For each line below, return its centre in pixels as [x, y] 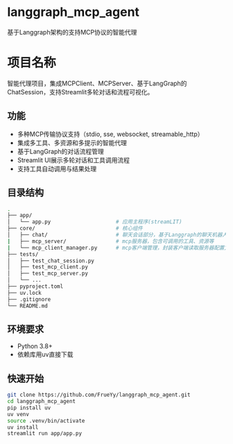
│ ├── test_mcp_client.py [48, 267]
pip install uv [29, 408]
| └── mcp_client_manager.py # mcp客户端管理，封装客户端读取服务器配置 [116, 248]
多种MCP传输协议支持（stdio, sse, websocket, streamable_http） [110, 134]
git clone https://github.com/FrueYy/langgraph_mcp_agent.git [99, 395]
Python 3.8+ [35, 346]
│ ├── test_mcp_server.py [48, 274]
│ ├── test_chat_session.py [51, 261]
